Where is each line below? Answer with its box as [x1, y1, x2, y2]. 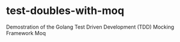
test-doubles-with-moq [6, 4, 125, 17]
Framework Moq [6, 29, 46, 36]
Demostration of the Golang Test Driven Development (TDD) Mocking [6, 23, 175, 30]
